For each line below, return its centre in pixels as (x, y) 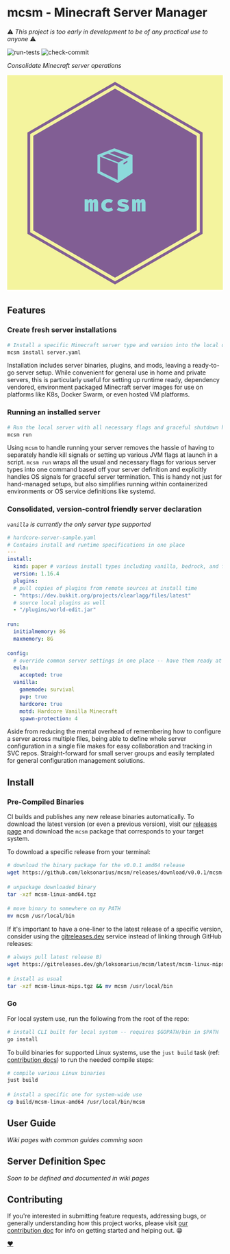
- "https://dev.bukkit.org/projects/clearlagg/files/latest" (102, 595)
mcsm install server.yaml (44, 352)
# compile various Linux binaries (56, 1073)
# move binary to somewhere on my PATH (64, 909)
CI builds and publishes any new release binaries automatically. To (101, 817)
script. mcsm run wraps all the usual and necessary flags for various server (112, 462)
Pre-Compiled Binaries (46, 802)
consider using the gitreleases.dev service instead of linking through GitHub (114, 936)
